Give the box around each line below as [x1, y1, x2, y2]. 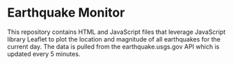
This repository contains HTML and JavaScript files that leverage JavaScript [7, 28, 226, 36]
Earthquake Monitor [7, 5, 125, 21]
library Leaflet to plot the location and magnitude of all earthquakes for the [7, 35, 221, 43]
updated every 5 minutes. [7, 50, 81, 58]
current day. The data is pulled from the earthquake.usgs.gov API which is [7, 42, 220, 50]
